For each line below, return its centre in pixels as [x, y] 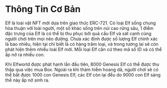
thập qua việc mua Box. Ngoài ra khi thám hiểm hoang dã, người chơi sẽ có [82, 69]
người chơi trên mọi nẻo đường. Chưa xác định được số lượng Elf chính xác [82, 39]
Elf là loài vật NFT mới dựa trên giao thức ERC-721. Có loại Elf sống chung [81, 23]
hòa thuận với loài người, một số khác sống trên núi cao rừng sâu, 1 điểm [80, 28]
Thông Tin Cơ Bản [43, 9]
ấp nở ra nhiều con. [25, 54]
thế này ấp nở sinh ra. [27, 80]
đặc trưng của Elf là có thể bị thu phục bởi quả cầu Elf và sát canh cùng [78, 33]
